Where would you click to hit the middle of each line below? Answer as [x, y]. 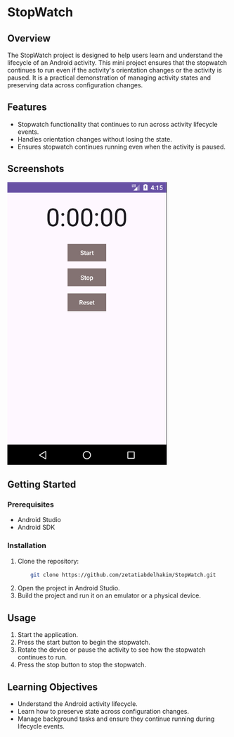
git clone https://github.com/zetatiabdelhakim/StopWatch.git [123, 575]
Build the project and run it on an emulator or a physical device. [109, 595]
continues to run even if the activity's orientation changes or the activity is [115, 70]
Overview [29, 38]
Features [27, 107]
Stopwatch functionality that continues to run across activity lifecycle [117, 124]
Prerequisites [31, 504]
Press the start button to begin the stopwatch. [84, 643]
